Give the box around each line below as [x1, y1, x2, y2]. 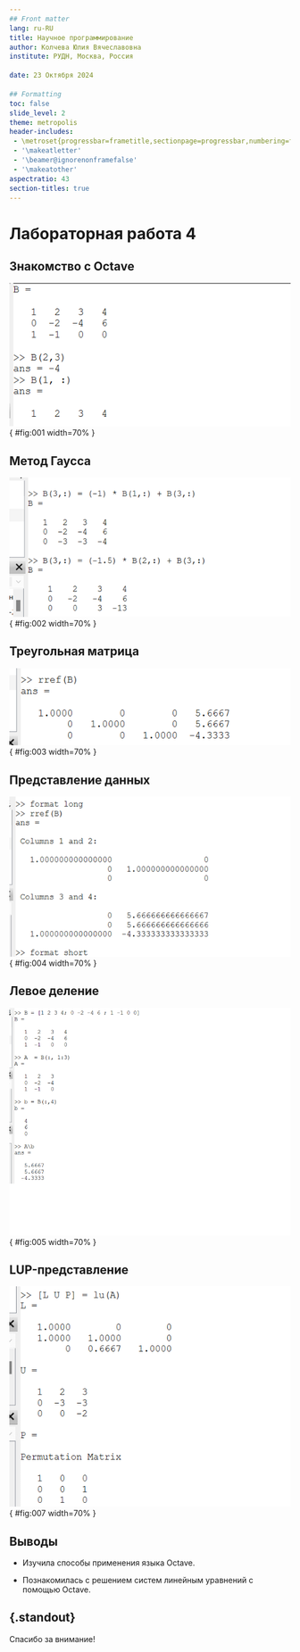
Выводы [9, 1533, 58, 1548]
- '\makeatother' [12, 165, 78, 174]
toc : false [9, 99, 50, 108]
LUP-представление [9, 1263, 129, 1278]
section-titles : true [9, 184, 90, 193]
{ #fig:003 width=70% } [9, 746, 97, 758]
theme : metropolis [9, 118, 78, 127]
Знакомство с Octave [9, 259, 135, 274]
